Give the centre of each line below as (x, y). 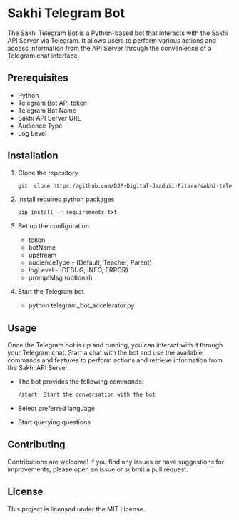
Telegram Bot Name (47, 110)
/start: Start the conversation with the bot (86, 395)
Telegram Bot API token (52, 103)
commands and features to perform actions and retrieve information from (115, 360)
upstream (42, 255)
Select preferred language (56, 408)
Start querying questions (54, 422)
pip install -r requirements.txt (67, 213)
